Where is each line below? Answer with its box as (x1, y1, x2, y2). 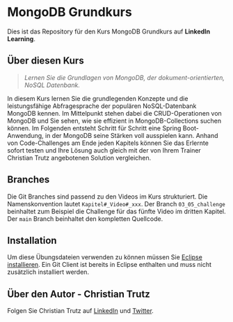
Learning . (7, 34, 36, 43)
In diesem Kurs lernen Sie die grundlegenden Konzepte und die (7, 94, 188, 102)
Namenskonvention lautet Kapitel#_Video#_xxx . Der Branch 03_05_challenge (7, 199, 226, 208)
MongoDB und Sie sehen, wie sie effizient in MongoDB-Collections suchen (7, 116, 222, 125)
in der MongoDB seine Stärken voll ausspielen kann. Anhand (45, 131, 218, 139)
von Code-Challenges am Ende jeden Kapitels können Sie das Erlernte (7, 139, 209, 147)
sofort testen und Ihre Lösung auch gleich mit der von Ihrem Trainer (7, 146, 202, 154)
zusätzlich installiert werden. (7, 268, 89, 276)
